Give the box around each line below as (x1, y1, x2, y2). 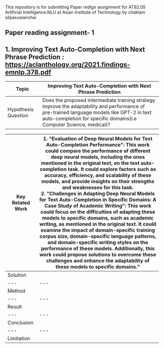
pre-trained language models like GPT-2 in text (42, 109, 152, 116)
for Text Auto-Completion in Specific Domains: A (39, 196, 157, 203)
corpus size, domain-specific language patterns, (39, 233, 156, 240)
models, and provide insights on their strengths (41, 178, 155, 185)
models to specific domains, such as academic (42, 215, 154, 222)
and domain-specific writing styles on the (47, 239, 148, 246)
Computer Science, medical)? (42, 122, 111, 128)
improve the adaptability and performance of (42, 103, 145, 110)
